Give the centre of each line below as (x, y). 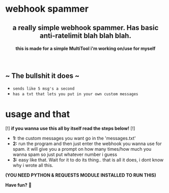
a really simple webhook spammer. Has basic (86, 28)
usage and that (38, 114)
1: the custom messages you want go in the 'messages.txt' (74, 138)
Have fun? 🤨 (19, 185)
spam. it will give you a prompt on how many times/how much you (82, 149)
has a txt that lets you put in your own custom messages (75, 94)
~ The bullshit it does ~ (43, 76)
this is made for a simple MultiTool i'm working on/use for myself (86, 48)
